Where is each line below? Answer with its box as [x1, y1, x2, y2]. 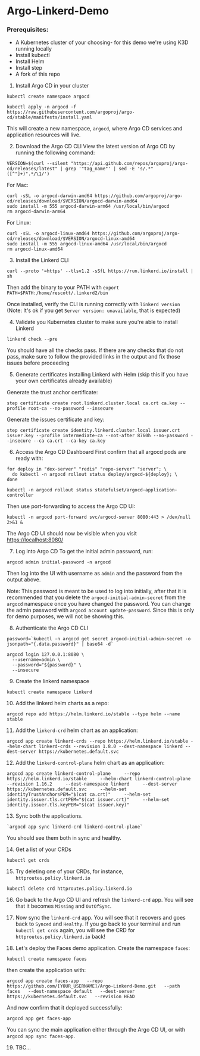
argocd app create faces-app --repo [7, 978, 103, 984]
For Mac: [7, 182, 29, 189]
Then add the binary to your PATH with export [7, 284, 120, 291]
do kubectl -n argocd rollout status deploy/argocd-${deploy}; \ [12, 472, 178, 478]
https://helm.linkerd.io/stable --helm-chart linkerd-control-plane [7, 776, 191, 782]
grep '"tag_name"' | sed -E [65, 166, 135, 172]
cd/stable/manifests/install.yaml [7, 114, 93, 120]
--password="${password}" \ [12, 662, 82, 668]
